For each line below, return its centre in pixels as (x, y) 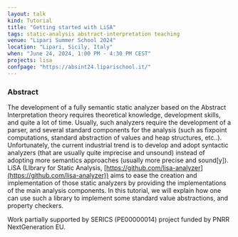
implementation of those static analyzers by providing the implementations (117, 183)
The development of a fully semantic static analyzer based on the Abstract (117, 107)
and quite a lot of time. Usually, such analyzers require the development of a (119, 122)
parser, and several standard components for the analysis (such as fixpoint (117, 130)
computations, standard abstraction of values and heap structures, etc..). (115, 137)
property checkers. (36, 205)
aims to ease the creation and (154, 175)
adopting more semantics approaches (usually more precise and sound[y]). (118, 160)
